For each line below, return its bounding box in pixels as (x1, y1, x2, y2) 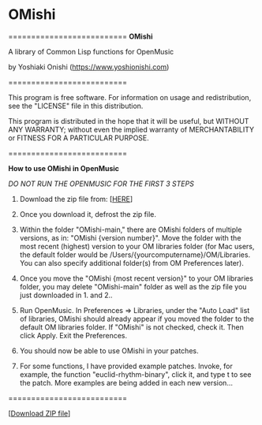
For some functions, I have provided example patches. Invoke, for (19, 361, 233, 371)
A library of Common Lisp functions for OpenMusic (8, 47, 174, 56)
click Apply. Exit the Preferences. (19, 330, 128, 340)
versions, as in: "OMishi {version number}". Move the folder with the (19, 233, 241, 242)
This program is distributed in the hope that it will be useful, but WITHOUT (8, 116, 249, 125)
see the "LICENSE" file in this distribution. (8, 101, 144, 110)
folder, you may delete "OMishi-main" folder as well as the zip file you (19, 281, 247, 291)
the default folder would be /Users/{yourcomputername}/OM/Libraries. (19, 250, 251, 259)
